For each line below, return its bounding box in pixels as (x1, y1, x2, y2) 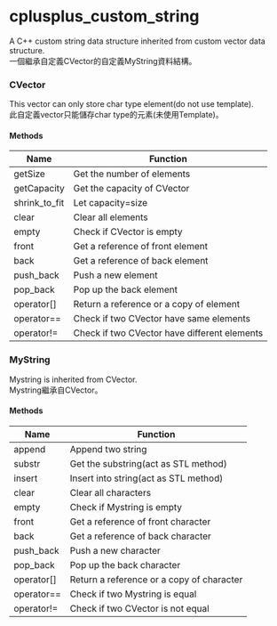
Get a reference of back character (69, 530, 211, 542)
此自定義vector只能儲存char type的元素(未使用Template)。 (9, 110, 224, 120)
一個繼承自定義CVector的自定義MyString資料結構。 (9, 55, 197, 66)
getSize (13, 167, 46, 180)
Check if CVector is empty (73, 225, 184, 238)
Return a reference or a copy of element (73, 298, 241, 311)
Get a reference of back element (73, 255, 209, 267)
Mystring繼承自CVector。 (9, 385, 103, 395)
